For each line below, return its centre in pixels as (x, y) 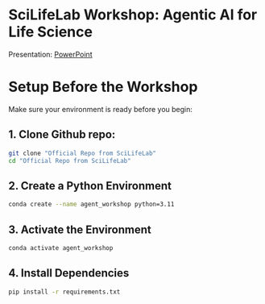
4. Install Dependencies (69, 273)
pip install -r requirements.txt (64, 292)
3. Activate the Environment (80, 229)
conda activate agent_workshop (61, 248)
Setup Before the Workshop (103, 87)
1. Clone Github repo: (62, 135)
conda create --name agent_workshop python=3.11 (91, 204)
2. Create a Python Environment (90, 186)
